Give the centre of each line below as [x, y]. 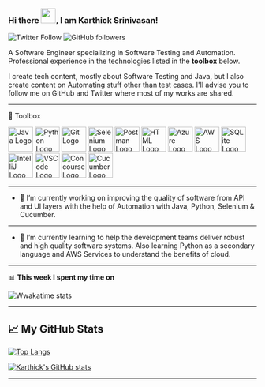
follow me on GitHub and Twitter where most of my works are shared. [121, 93]
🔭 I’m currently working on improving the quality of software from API [132, 198]
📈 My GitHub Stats [56, 329]
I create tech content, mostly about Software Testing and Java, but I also [126, 77]
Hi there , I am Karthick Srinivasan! [83, 20]
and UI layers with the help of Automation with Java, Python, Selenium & [137, 206]
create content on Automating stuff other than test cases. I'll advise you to [129, 85]
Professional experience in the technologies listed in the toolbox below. [124, 61]
